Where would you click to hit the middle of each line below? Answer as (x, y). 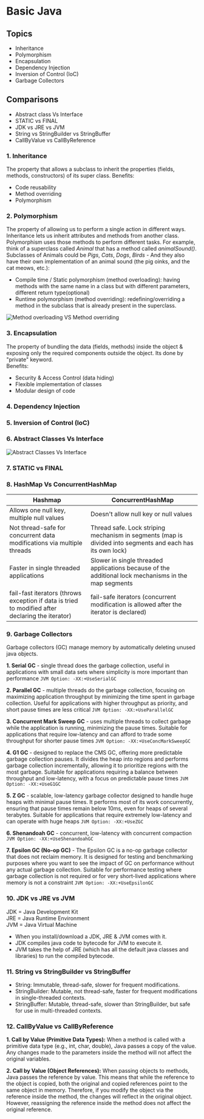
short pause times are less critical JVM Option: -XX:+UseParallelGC (90, 710)
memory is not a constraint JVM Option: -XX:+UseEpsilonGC (80, 882)
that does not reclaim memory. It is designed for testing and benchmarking (100, 857)
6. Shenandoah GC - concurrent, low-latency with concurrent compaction (99, 833)
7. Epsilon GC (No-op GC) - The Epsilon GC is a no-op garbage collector (97, 850)
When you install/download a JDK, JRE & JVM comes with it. (91, 936)
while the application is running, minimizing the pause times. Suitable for (97, 728)
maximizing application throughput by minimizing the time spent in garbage (100, 697)
